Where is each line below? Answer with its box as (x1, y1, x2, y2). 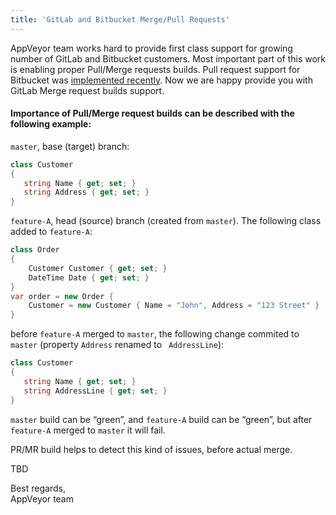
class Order (10, 245, 60, 255)
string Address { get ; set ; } (23, 187, 150, 198)
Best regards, (10, 482, 66, 494)
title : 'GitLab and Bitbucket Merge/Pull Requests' (10, 14, 230, 25)
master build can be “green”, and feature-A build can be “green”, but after (10, 413, 313, 425)
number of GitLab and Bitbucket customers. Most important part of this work (10, 52, 326, 65)
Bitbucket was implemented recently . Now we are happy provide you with (10, 74, 313, 86)
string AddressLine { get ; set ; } (23, 386, 168, 396)
